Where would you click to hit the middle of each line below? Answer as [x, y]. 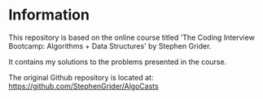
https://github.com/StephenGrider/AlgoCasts [83, 86]
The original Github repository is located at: [81, 77]
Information [49, 15]
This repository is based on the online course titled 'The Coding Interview [131, 37]
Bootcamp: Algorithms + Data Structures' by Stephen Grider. [110, 45]
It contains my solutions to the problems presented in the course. [118, 62]
